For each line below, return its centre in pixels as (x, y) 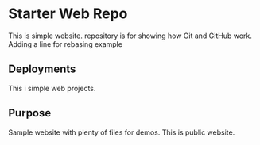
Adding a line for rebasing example (66, 44)
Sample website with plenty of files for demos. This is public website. (122, 132)
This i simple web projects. (52, 88)
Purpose (30, 113)
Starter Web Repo (68, 14)
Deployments (42, 69)
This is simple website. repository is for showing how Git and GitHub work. (130, 36)
